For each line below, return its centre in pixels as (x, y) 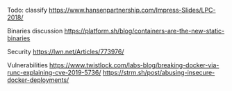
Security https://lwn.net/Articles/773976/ (66, 52)
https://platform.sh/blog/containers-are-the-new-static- (144, 31)
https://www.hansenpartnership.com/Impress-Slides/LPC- (132, 10)
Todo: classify (27, 10)
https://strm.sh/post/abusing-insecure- (159, 73)
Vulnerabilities (28, 65)
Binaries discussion (35, 31)
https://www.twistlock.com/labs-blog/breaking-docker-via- (134, 65)
